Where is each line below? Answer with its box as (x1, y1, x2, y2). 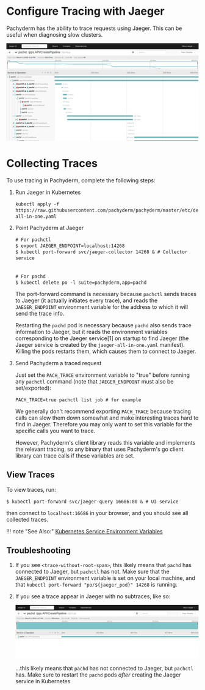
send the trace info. (15, 310, 65, 317)
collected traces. (6, 516, 49, 523)
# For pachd (15, 273, 46, 280)
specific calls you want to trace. (15, 427, 96, 434)
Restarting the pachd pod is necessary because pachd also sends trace (15, 321, 192, 328)
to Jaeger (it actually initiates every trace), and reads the (15, 297, 158, 304)
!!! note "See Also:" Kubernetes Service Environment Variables (6, 527, 163, 535)
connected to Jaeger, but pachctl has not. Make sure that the (15, 568, 170, 576)
